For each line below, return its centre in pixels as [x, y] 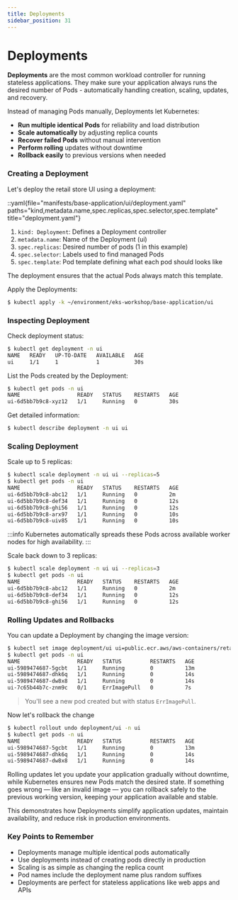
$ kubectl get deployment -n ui [55, 349]
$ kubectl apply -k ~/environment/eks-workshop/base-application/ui [110, 302]
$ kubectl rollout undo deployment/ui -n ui [74, 728]
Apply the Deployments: [42, 289]
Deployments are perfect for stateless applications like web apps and [119, 882]
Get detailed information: [44, 415]
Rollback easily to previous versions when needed [92, 155]
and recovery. [28, 98]
